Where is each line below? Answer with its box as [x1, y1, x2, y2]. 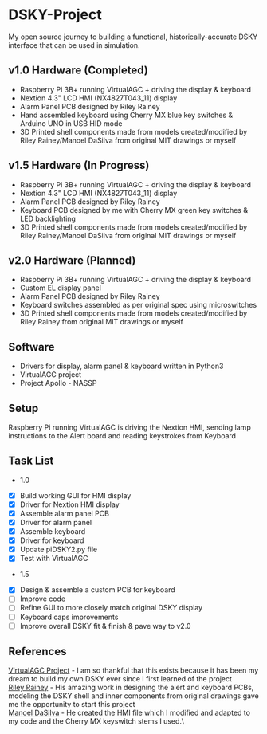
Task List [8, 454, 54, 468]
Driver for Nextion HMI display [19, 500, 120, 509]
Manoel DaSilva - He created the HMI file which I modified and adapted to [8, 708, 251, 718]
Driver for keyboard [19, 536, 84, 545]
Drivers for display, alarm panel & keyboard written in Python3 [19, 361, 224, 371]
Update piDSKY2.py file [19, 544, 98, 555]
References [8, 645, 67, 658]
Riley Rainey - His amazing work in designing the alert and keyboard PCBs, [8, 683, 254, 693]
